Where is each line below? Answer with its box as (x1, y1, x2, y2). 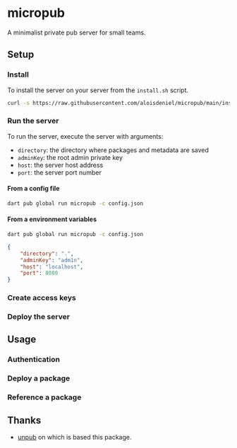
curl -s (7, 99, 30, 106)
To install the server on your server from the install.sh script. (7, 86, 189, 94)
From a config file (7, 185, 60, 193)
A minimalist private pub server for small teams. (7, 28, 146, 37)
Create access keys (7, 293, 76, 303)
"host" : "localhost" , (20, 263, 83, 270)
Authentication (7, 354, 60, 364)
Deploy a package (7, 373, 71, 383)
